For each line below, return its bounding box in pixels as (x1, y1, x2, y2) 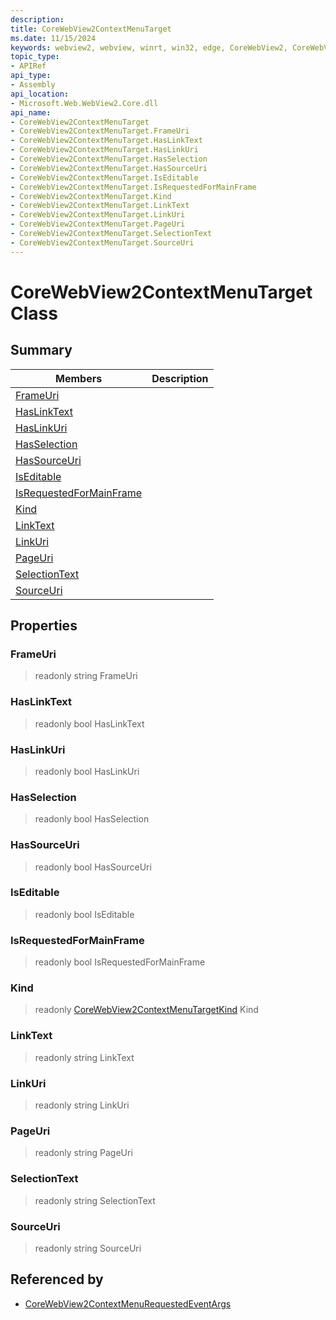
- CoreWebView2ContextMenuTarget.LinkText (10, 201, 190, 211)
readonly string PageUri (34, 1147, 133, 1159)
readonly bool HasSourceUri (34, 861, 152, 873)
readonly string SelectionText (34, 1194, 156, 1206)
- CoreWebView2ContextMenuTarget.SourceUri (10, 237, 195, 248)
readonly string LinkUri (34, 1099, 130, 1111)
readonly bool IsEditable (34, 908, 135, 920)
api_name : (10, 107, 52, 118)
